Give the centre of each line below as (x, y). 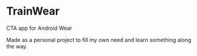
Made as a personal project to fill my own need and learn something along (99, 40)
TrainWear (33, 11)
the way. (17, 46)
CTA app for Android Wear (39, 28)
